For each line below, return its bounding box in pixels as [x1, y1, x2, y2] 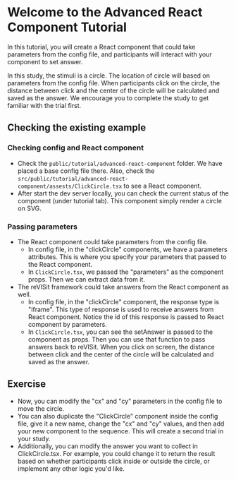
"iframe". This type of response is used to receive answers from [27, 305, 214, 313]
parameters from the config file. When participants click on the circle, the [7, 78, 221, 87]
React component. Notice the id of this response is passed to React [27, 312, 224, 321]
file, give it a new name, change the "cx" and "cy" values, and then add [17, 419, 225, 428]
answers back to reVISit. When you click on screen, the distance [27, 342, 215, 351]
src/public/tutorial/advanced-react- [17, 175, 129, 182]
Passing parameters [7, 222, 78, 232]
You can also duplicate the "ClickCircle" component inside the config [17, 412, 218, 420]
